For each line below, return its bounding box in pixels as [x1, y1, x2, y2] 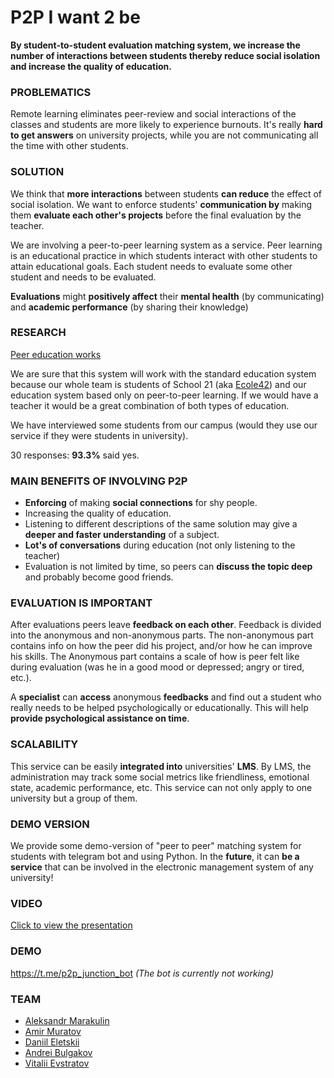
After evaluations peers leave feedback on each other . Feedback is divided [10, 619, 322, 631]
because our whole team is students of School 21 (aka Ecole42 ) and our [10, 378, 307, 390]
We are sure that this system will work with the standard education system [10, 367, 317, 380]
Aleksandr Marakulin [24, 1014, 110, 1026]
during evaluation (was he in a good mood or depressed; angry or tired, [10, 661, 305, 673]
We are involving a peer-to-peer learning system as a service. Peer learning [10, 239, 323, 251]
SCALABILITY [10, 737, 79, 751]
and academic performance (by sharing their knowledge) [10, 301, 249, 313]
